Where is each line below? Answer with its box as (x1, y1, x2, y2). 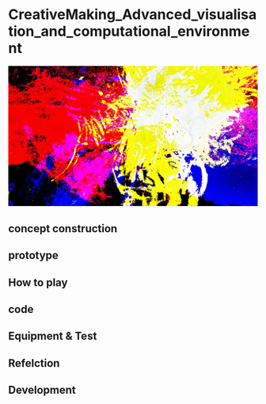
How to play (8, 276, 68, 289)
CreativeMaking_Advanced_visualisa (8, 6, 257, 24)
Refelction (8, 356, 60, 370)
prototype (8, 249, 59, 262)
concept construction (8, 222, 118, 235)
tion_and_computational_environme (8, 22, 250, 40)
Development (8, 383, 77, 397)
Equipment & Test (8, 330, 97, 343)
